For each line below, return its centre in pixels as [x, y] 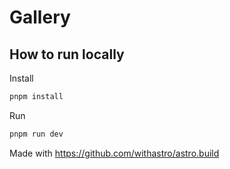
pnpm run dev [36, 134]
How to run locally [67, 54]
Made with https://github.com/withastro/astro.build [114, 153]
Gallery [40, 17]
